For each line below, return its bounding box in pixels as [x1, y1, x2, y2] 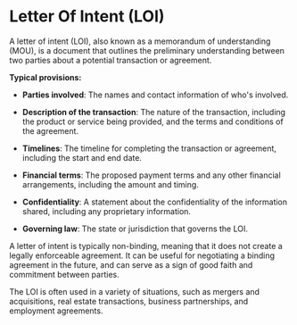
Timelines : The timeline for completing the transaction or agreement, [21, 143, 276, 154]
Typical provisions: [9, 71, 82, 82]
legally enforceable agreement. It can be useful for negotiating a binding [9, 250, 275, 261]
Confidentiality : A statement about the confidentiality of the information [21, 196, 288, 207]
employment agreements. [9, 305, 103, 316]
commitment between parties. [9, 269, 120, 279]
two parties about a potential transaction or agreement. [9, 54, 212, 65]
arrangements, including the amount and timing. [21, 179, 199, 189]
